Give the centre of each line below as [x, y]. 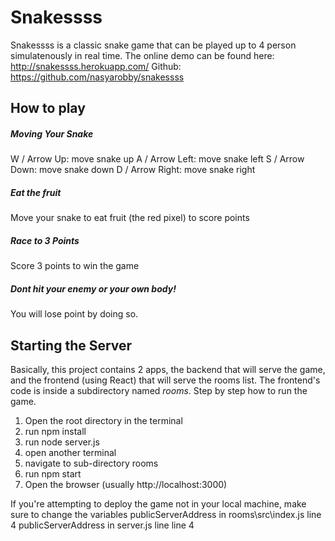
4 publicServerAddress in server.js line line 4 [102, 525]
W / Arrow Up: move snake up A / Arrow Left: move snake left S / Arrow [157, 159]
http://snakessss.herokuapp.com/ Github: [96, 66]
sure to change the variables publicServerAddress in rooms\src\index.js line [166, 515]
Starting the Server [71, 345]
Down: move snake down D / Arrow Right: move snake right [133, 170]
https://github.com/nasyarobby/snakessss [97, 77]
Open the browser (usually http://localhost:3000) [126, 485]
